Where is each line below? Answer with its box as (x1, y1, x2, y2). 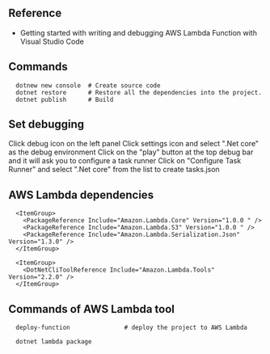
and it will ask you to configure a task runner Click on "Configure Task (8, 156, 242, 166)
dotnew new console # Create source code (15, 81, 161, 90)
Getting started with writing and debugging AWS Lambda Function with (19, 27, 257, 37)
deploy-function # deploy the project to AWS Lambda (15, 323, 248, 332)
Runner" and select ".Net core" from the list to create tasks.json (8, 165, 220, 175)
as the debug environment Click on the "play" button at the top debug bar (8, 147, 254, 157)
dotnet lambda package (15, 338, 92, 346)
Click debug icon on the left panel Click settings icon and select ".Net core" (8, 139, 259, 149)
